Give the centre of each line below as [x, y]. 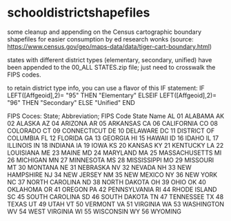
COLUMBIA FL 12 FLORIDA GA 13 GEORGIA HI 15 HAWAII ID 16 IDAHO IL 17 [113, 138]
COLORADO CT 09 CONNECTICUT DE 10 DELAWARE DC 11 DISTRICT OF [111, 131]
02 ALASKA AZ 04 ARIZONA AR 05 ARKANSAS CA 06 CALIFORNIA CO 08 [113, 123]
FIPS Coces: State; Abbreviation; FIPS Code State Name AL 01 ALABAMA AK [116, 116]
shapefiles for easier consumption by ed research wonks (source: [101, 39]
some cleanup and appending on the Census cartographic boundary [104, 32]
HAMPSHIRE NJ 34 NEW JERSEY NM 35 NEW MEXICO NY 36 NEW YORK [112, 175]
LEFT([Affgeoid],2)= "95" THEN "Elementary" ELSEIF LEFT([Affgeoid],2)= [112, 95]
